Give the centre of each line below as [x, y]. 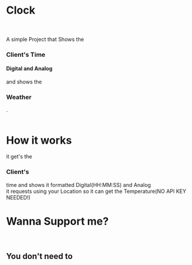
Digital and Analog [29, 69]
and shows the [24, 82]
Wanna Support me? [57, 221]
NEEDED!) [18, 197]
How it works [39, 140]
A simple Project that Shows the [45, 39]
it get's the [19, 157]
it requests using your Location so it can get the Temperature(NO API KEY [96, 191]
